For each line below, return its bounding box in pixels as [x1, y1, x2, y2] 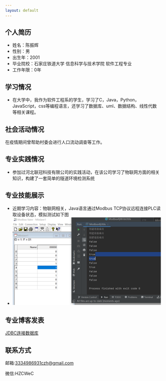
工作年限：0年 [12, 67, 41, 73]
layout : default [5, 8, 39, 13]
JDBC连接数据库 [5, 330, 39, 336]
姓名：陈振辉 [12, 42, 39, 48]
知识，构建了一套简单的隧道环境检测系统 [12, 175, 95, 181]
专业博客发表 [5, 316, 44, 324]
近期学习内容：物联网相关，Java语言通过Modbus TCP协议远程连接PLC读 [12, 205, 161, 211]
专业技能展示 [5, 191, 44, 200]
